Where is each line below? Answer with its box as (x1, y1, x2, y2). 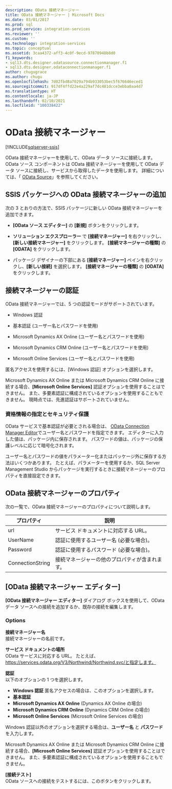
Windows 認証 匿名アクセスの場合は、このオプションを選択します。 (12, 687, 156, 694)
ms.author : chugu (5, 74, 42, 80)
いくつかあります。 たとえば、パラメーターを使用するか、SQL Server (14, 459, 160, 466)
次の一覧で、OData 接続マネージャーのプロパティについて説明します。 (5, 504, 153, 510)
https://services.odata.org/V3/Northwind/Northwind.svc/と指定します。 (5, 659, 156, 665)
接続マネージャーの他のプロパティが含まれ (55, 555, 157, 563)
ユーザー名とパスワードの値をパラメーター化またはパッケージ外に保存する (5, 453, 162, 459)
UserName (8, 536, 34, 543)
